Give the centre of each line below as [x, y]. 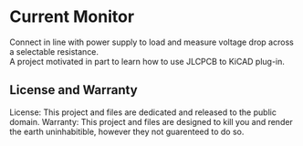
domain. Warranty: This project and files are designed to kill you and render [151, 121]
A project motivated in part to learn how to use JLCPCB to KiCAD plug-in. [147, 61]
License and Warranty [74, 90]
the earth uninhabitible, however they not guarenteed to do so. [127, 131]
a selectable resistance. [54, 51]
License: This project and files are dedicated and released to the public [143, 112]
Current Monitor [72, 17]
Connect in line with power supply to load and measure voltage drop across [151, 42]
